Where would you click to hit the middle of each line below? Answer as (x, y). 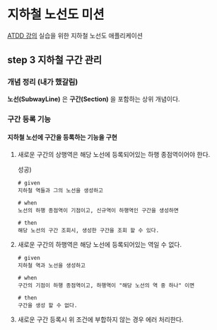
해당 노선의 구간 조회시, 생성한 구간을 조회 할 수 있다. (88, 230)
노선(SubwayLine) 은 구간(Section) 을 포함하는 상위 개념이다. (94, 99)
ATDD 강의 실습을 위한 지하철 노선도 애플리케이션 (75, 35)
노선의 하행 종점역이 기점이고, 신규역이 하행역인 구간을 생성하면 (98, 210)
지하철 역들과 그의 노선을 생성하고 (60, 190)
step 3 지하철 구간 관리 (55, 60)
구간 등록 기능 (29, 119)
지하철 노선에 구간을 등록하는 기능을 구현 (63, 137)
